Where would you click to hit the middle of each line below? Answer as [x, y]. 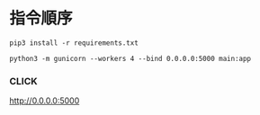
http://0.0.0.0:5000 [45, 101]
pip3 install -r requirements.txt [74, 43]
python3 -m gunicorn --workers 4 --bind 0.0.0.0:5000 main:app [130, 58]
